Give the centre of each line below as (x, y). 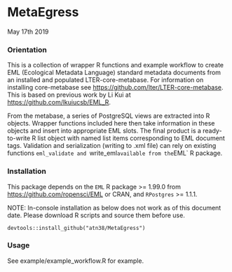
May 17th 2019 (28, 32)
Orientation (27, 50)
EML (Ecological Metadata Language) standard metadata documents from (114, 73)
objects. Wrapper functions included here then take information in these (111, 123)
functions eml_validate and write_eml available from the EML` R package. (115, 153)
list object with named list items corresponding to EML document (131, 138)
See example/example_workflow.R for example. (76, 261)
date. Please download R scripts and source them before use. (96, 215)
